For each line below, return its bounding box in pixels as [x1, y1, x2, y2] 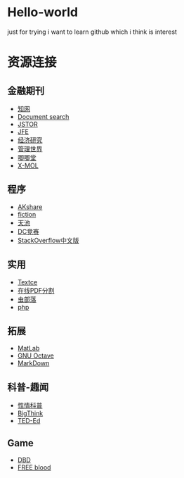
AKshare [17, 202, 43, 211]
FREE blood [17, 463, 51, 472]
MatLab [17, 344, 40, 353]
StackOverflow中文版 [17, 236, 79, 244]
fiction [17, 210, 37, 218]
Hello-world [7, 4, 79, 20]
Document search [17, 112, 70, 120]
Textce [17, 277, 38, 286]
